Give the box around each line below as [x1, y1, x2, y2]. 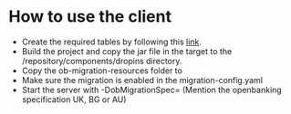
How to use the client [8, 6, 172, 27]
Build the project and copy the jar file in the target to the [21, 45, 233, 56]
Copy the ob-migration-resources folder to [21, 65, 183, 76]
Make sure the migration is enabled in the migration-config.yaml [21, 74, 264, 85]
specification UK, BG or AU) [21, 93, 127, 105]
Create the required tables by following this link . [21, 36, 203, 47]
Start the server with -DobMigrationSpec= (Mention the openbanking [21, 84, 282, 95]
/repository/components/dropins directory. [21, 55, 182, 66]
